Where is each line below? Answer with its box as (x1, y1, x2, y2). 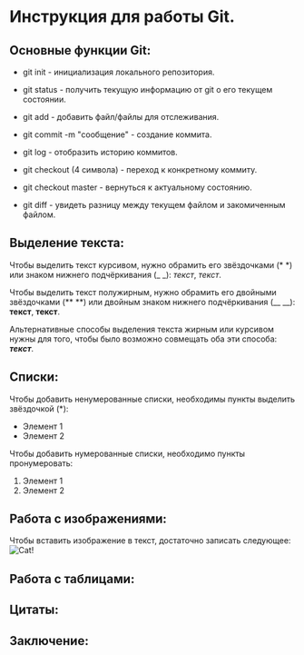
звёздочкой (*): (9, 402, 69, 414)
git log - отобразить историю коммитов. (22, 147, 179, 157)
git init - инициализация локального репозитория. (22, 66, 215, 77)
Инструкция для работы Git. (9, 6, 236, 27)
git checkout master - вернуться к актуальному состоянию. (22, 182, 252, 193)
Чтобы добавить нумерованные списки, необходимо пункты (9, 448, 246, 459)
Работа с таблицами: (9, 571, 135, 587)
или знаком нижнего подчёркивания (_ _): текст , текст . (9, 269, 222, 280)
